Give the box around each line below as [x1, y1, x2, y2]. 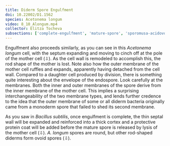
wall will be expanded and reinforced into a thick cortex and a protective [5, 119, 156, 125]
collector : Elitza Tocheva [5, 26, 62, 31]
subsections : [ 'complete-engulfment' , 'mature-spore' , [5, 31, 123, 36]
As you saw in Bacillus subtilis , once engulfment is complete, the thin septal [5, 114, 163, 119]
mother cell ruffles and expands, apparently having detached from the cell [5, 66, 160, 72]
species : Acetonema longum [5, 17, 62, 22]
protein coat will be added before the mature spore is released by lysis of [5, 124, 158, 130]
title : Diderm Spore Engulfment [5, 7, 73, 13]
